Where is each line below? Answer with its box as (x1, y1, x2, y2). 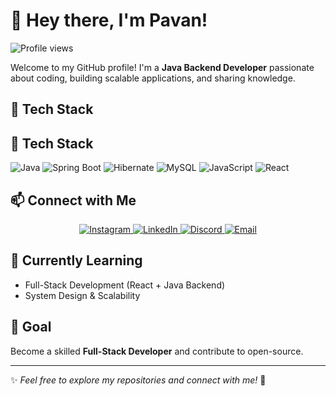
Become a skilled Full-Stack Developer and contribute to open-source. (10, 345, 304, 357)
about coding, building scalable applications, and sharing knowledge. (10, 72, 296, 84)
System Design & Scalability (24, 289, 141, 301)
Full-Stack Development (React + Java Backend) (24, 279, 226, 291)
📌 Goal (10, 319, 52, 336)
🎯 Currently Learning (10, 252, 143, 269)
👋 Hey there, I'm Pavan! (10, 9, 208, 32)
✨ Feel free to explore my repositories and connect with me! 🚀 (10, 374, 267, 386)
